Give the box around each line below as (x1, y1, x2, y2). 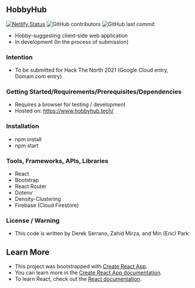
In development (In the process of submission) (14, 38, 129, 45)
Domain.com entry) (14, 73, 62, 80)
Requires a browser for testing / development (14, 101, 126, 108)
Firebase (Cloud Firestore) (14, 201, 79, 209)
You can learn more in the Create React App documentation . (14, 269, 162, 276)
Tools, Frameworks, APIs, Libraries (6, 156, 108, 165)
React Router (14, 183, 47, 190)
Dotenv (14, 189, 33, 196)
